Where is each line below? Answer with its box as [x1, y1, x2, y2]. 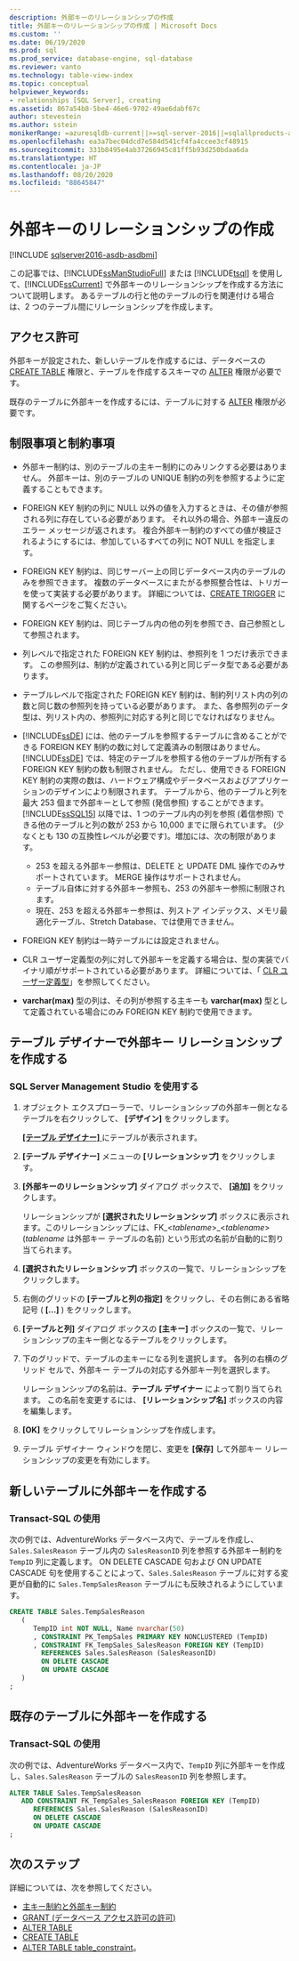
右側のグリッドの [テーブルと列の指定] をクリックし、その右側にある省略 [21, 1294, 290, 1304]
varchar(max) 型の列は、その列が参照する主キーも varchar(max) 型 [21, 995, 273, 1005]
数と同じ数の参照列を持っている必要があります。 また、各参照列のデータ [21, 700, 289, 711]
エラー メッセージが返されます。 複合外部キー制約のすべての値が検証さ [21, 524, 283, 535]
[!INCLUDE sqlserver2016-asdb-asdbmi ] [9, 250, 158, 261]
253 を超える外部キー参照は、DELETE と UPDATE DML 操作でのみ [35, 860, 279, 871]
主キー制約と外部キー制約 [21, 1900, 117, 1911]
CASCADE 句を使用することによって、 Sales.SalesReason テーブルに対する [9, 1568, 281, 1578]
